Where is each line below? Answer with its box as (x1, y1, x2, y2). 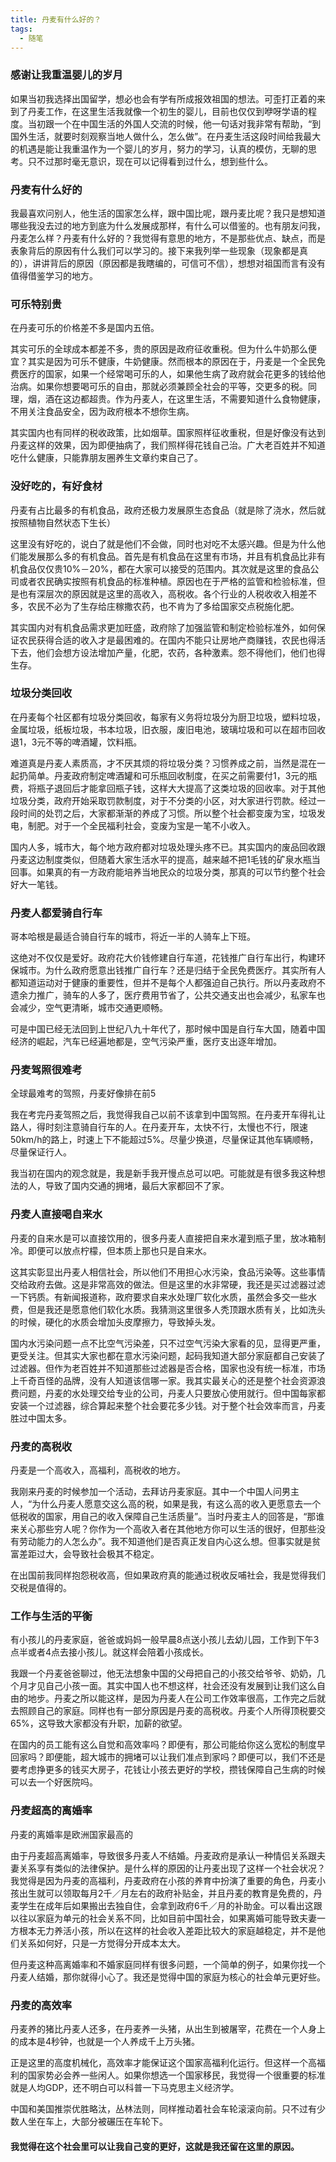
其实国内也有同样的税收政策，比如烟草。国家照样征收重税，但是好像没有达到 (10, 427, 326, 439)
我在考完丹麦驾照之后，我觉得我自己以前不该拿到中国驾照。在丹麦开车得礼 (10, 1109, 317, 1121)
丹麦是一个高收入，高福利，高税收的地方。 (10, 1464, 186, 1476)
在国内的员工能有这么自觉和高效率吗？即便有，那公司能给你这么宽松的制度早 (10, 1739, 326, 1751)
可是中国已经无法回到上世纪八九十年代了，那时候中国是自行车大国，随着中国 (10, 1023, 326, 1035)
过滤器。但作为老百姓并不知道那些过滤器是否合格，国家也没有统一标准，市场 (10, 1362, 326, 1374)
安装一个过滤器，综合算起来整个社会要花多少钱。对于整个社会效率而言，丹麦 (10, 1399, 326, 1411)
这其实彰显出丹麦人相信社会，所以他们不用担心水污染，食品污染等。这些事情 (10, 1266, 326, 1278)
